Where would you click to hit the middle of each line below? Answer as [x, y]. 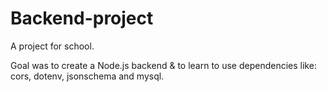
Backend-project [82, 18]
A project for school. [52, 46]
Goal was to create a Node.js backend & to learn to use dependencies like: [163, 65]
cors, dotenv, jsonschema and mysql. [87, 76]
